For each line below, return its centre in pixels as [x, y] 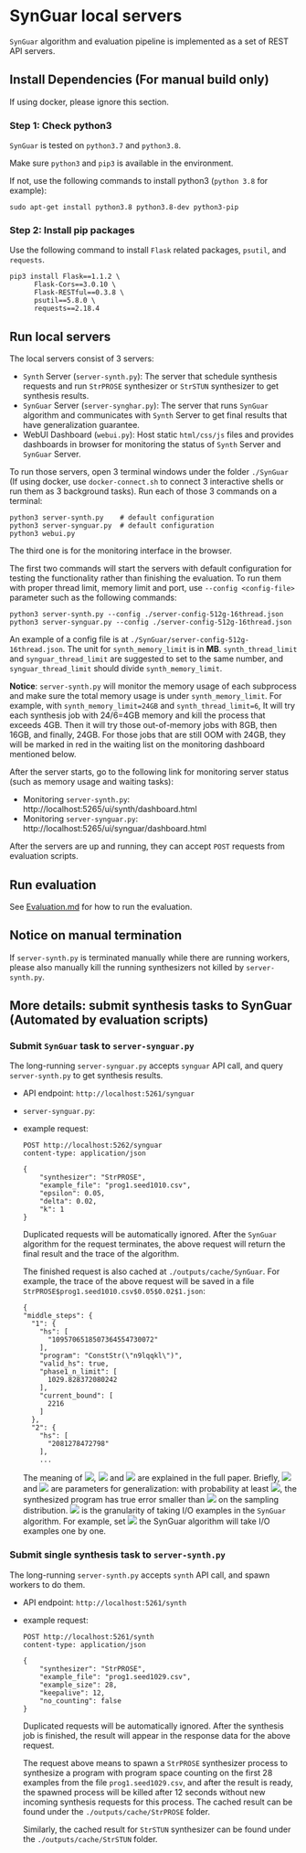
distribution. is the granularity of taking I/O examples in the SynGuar [154, 1511]
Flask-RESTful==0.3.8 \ [79, 293]
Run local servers [60, 336]
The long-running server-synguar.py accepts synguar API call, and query [146, 1066]
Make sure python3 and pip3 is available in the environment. [121, 163]
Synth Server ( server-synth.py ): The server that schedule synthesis [150, 377]
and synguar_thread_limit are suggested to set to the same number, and [147, 659]
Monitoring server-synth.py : [76, 799]
